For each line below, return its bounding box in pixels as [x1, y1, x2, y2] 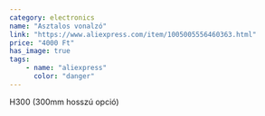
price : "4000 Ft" [9, 38, 75, 48]
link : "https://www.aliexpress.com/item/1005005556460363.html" [9, 30, 257, 39]
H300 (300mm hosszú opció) [9, 96, 119, 107]
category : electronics [9, 13, 95, 22]
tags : [9, 55, 30, 64]
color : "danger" [33, 72, 95, 81]
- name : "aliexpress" [25, 64, 107, 73]
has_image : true [9, 47, 71, 56]
